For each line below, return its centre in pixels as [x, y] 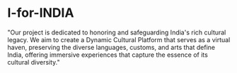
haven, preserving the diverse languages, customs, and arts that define [111, 47]
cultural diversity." [34, 62]
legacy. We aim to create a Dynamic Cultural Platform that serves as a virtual [119, 39]
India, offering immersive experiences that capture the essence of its [108, 55]
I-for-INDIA [41, 13]
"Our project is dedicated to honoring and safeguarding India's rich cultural [117, 32]
